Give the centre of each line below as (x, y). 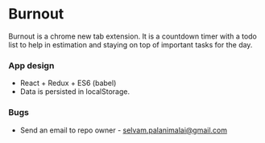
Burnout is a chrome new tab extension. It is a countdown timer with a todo (133, 36)
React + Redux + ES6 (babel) (68, 83)
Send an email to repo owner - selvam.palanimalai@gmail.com (124, 130)
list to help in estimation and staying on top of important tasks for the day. (130, 44)
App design (31, 65)
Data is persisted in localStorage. (75, 92)
